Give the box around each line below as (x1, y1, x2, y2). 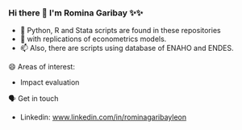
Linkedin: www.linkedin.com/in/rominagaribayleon (19, 112, 187, 122)
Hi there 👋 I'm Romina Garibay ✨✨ (8, 7, 144, 19)
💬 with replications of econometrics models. (19, 34, 167, 44)
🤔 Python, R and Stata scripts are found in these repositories (19, 26, 221, 36)
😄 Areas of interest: (8, 62, 75, 72)
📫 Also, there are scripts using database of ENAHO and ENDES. (19, 44, 234, 53)
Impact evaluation (19, 78, 80, 87)
